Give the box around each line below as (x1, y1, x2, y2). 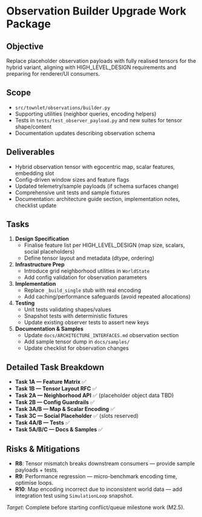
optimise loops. (15, 479, 54, 487)
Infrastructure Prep (15, 261, 65, 268)
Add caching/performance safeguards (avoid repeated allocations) (24, 293, 191, 300)
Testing (15, 300, 35, 307)
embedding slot (15, 170, 54, 177)
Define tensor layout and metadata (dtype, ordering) (24, 254, 155, 262)
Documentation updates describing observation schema (15, 129, 155, 137)
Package (6, 17, 51, 31)
